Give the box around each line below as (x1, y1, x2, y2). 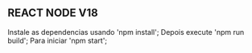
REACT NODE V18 (7, 6, 98, 20)
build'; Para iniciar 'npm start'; (7, 36, 108, 45)
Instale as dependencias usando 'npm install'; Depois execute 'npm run (7, 27, 245, 36)
